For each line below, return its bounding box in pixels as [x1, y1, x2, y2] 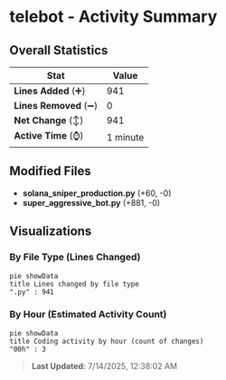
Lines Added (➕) [14, 84, 86, 97]
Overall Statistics [9, 43, 108, 58]
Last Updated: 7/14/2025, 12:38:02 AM [31, 360, 178, 371]
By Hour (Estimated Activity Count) [9, 308, 167, 321]
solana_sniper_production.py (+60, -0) [22, 188, 172, 199]
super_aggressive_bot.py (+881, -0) [22, 197, 161, 208]
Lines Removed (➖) [14, 100, 98, 112]
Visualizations [9, 224, 92, 239]
